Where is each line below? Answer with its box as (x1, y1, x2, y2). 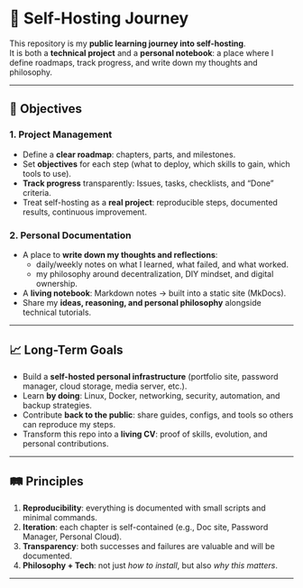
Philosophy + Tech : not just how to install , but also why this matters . (22, 559, 278, 571)
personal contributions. (22, 437, 109, 449)
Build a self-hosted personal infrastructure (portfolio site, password (22, 371, 279, 381)
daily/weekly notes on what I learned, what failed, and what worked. (35, 259, 289, 270)
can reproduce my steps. (22, 418, 116, 429)
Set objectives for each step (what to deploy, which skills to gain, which (22, 158, 290, 170)
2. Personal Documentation (9, 229, 132, 242)
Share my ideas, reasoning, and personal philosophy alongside (22, 297, 262, 308)
